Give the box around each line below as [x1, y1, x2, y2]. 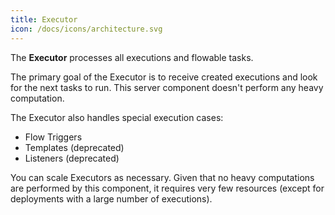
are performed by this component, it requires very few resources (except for [10, 182, 325, 194]
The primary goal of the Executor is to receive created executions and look [10, 71, 318, 83]
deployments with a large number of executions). [10, 192, 213, 205]
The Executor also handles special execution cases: [10, 111, 224, 123]
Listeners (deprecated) [24, 152, 120, 164]
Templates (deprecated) [24, 141, 125, 153]
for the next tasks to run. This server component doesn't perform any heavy [10, 81, 324, 93]
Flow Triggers [24, 131, 83, 143]
